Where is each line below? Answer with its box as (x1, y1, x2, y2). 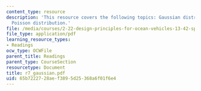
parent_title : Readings (6, 53, 66, 59)
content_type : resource (6, 8, 66, 15)
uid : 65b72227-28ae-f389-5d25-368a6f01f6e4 (6, 75, 117, 81)
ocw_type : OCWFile (6, 48, 52, 54)
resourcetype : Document (6, 64, 66, 71)
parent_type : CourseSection (6, 59, 77, 65)
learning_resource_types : (6, 37, 71, 43)
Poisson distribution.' (11, 20, 71, 26)
